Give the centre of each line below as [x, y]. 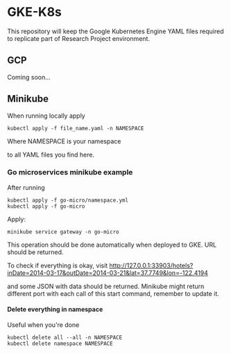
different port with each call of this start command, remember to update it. [113, 293]
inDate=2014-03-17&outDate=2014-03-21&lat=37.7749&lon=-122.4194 [108, 273]
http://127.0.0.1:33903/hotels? [151, 265]
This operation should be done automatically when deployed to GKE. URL [112, 245]
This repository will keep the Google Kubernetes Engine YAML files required [115, 31]
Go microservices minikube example [70, 172]
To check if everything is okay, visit [58, 265]
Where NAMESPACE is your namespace [64, 141]
